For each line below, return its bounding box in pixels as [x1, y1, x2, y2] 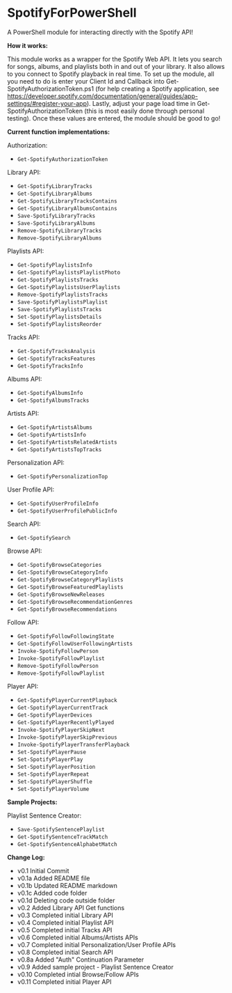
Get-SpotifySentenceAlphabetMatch [17, 840, 117, 847]
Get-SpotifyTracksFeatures [17, 355, 96, 362]
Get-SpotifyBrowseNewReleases [17, 591, 106, 598]
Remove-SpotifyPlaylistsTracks [17, 291, 108, 298]
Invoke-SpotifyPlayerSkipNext [17, 726, 106, 733]
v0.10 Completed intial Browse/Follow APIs [17, 970, 139, 978]
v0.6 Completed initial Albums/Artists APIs [17, 933, 139, 941]
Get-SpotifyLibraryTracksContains [17, 197, 117, 205]
